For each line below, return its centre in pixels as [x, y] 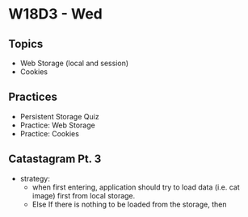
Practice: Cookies [49, 133]
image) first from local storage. [84, 195]
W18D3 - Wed [55, 14]
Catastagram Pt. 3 [55, 159]
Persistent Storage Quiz [59, 116]
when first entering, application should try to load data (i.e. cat [136, 187]
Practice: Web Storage [57, 125]
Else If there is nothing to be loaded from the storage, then [129, 204]
